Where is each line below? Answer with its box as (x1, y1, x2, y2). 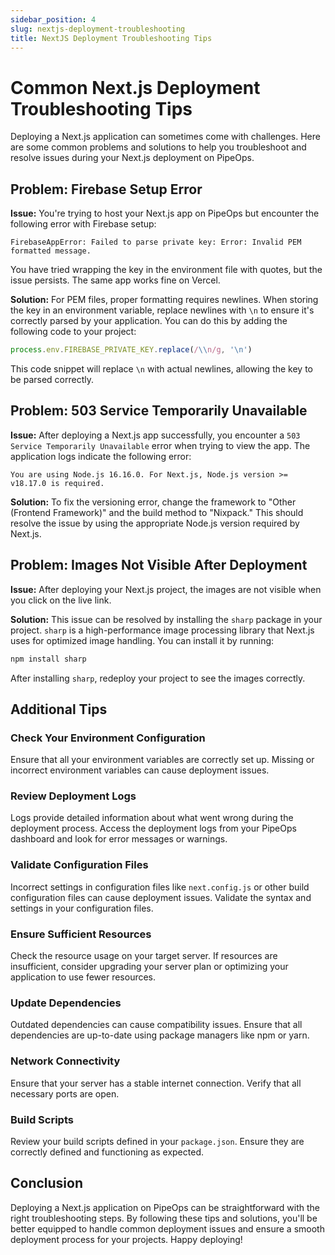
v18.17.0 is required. (10, 478, 105, 488)
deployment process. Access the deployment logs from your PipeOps (10, 822, 297, 835)
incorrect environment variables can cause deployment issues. (10, 764, 270, 776)
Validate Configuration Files (10, 858, 149, 872)
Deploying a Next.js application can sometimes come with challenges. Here (10, 131, 321, 143)
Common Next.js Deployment (10, 76, 261, 99)
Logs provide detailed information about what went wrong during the (10, 812, 294, 824)
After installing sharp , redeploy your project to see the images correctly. (10, 672, 306, 684)
